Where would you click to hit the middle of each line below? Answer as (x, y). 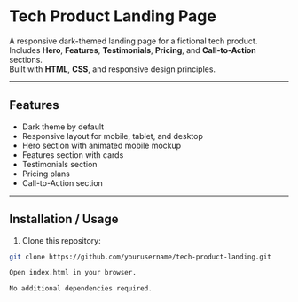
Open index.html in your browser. (73, 273)
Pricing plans (46, 174)
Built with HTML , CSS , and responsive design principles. (112, 69)
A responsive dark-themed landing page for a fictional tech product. (133, 41)
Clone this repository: (61, 240)
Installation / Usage (64, 219)
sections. (26, 59)
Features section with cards (73, 155)
